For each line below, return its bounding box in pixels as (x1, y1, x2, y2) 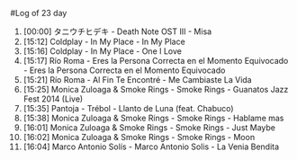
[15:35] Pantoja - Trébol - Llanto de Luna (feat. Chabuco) (22, 103, 234, 113)
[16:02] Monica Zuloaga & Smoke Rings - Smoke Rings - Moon (22, 132, 256, 142)
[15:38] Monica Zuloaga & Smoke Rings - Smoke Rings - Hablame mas (22, 112, 284, 123)
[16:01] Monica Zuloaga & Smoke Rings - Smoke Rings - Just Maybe (22, 122, 276, 133)
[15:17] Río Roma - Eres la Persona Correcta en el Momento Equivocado (22, 56, 289, 66)
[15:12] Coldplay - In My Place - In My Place (22, 36, 185, 47)
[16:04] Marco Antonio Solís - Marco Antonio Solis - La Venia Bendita (22, 141, 280, 152)
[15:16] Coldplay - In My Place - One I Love (22, 46, 183, 57)
